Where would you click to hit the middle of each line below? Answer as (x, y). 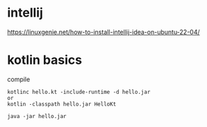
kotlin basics (44, 60)
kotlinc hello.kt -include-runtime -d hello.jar (79, 92)
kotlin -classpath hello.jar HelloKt (62, 104)
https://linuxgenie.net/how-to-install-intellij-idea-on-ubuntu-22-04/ (104, 32)
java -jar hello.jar (37, 116)
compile (19, 79)
